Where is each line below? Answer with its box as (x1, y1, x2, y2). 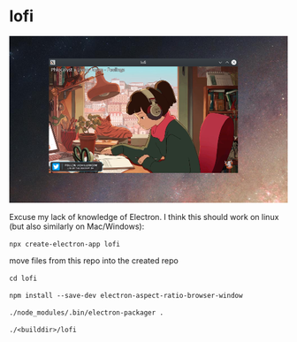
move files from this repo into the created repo (9, 255, 179, 266)
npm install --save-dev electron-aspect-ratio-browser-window (9, 291, 243, 300)
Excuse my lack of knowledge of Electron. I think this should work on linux (9, 211, 279, 222)
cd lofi (9, 274, 38, 283)
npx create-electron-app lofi (9, 239, 121, 248)
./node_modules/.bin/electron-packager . (9, 308, 164, 317)
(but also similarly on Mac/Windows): (9, 221, 145, 232)
